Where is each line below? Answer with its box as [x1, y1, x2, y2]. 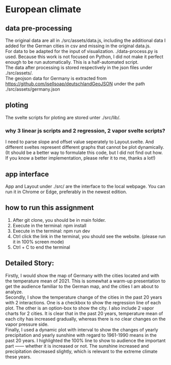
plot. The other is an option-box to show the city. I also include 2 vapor [5, 305, 154, 311]
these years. [5, 353, 32, 360]
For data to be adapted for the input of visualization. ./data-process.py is [5, 48, 158, 54]
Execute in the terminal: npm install [12, 222, 87, 228]
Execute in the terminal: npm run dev [12, 228, 90, 234]
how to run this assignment [5, 203, 94, 212]
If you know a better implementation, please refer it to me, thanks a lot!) [5, 155, 156, 161]
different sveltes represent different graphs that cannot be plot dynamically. [5, 144, 164, 150]
